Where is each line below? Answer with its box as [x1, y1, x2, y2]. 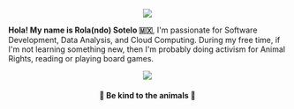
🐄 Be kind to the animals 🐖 [99, 90, 196, 100]
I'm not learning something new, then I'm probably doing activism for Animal [8, 44, 286, 54]
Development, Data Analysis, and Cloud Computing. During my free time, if [8, 35, 281, 45]
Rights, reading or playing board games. [8, 54, 155, 63]
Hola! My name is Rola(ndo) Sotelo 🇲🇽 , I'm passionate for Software [8, 25, 258, 35]
